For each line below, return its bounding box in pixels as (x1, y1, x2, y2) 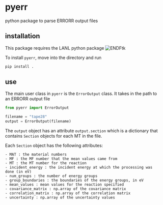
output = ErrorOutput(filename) (5, 119, 71, 124)
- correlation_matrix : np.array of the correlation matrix (5, 191, 131, 196)
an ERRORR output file (5, 96, 50, 102)
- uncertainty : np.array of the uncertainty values (5, 195, 115, 200)
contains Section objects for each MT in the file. (5, 133, 102, 139)
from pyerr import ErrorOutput (5, 105, 69, 111)
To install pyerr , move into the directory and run (5, 55, 102, 60)
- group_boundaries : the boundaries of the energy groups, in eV (5, 178, 144, 183)
